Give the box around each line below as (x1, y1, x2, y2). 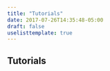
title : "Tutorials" (7, 10, 64, 17)
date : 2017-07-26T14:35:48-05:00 (7, 17, 104, 23)
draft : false (7, 23, 45, 30)
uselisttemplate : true (7, 29, 73, 37)
